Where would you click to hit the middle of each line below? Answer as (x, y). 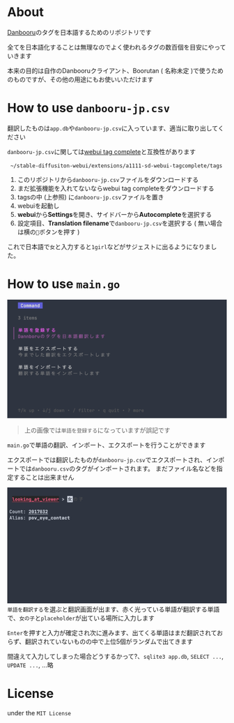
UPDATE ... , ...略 (30, 665)
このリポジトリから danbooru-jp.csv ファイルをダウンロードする (108, 179)
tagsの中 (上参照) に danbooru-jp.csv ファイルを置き (91, 197)
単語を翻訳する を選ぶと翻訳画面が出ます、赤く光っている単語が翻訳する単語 (114, 609)
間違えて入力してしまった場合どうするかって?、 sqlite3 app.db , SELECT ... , (116, 657)
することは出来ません (44, 477)
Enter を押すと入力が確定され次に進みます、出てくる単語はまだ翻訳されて (112, 633)
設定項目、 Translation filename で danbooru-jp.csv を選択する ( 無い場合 (120, 223)
